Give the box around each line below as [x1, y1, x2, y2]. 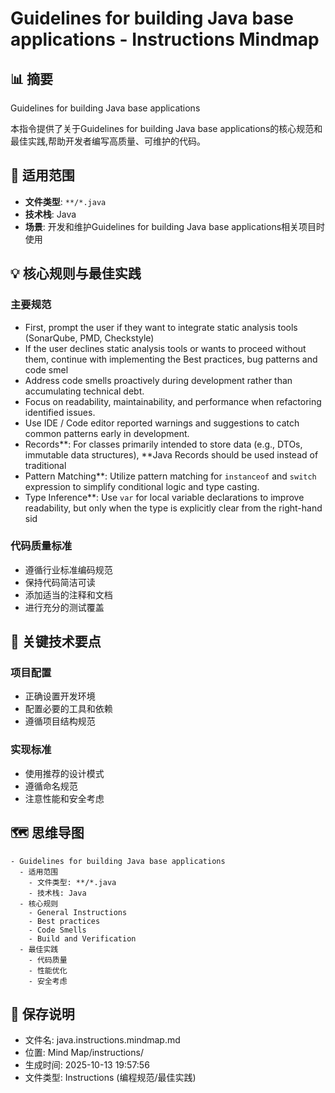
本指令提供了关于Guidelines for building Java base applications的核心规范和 [10, 123, 323, 134]
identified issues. [24, 406, 96, 418]
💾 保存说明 [10, 1005, 75, 1022]
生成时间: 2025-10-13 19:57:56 [24, 1059, 150, 1071]
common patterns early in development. [24, 427, 190, 439]
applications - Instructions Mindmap [10, 28, 320, 51]
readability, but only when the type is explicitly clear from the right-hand [24, 502, 323, 514]
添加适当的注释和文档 [24, 588, 113, 601]
